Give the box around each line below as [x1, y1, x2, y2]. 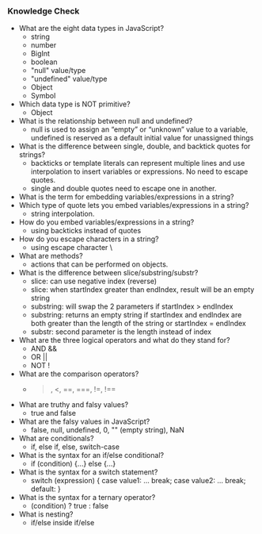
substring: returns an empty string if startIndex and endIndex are [30, 310, 242, 320]
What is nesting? [18, 509, 74, 519]
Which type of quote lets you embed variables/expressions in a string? [18, 201, 249, 210]
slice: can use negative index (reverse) [30, 276, 158, 286]
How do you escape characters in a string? [18, 234, 159, 244]
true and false [30, 409, 77, 418]
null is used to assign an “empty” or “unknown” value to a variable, [30, 125, 249, 134]
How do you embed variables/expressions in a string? [18, 217, 195, 227]
